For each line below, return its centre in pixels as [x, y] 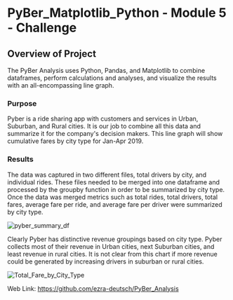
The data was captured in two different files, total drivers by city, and [107, 175]
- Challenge [42, 28]
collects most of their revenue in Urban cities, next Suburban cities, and [111, 246]
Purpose [22, 103]
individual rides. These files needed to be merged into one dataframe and [113, 182]
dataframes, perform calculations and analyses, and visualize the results [112, 78]
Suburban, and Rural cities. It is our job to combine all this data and [104, 126]
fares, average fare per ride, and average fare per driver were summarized [115, 204]
